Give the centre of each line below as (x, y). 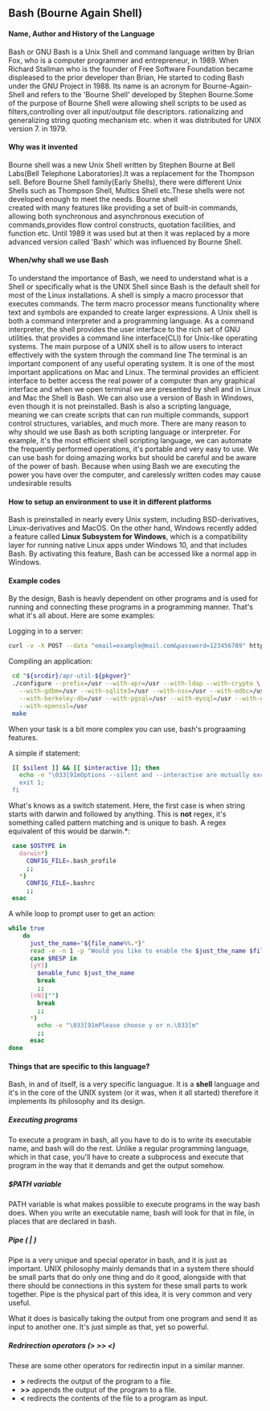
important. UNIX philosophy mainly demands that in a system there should (131, 1269)
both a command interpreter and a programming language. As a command (131, 321)
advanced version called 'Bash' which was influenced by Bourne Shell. (125, 241)
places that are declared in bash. (63, 1221)
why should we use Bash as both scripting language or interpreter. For (125, 432)
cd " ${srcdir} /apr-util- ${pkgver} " (71, 676)
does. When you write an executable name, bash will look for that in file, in (131, 1213)
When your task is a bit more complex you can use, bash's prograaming (127, 729)
